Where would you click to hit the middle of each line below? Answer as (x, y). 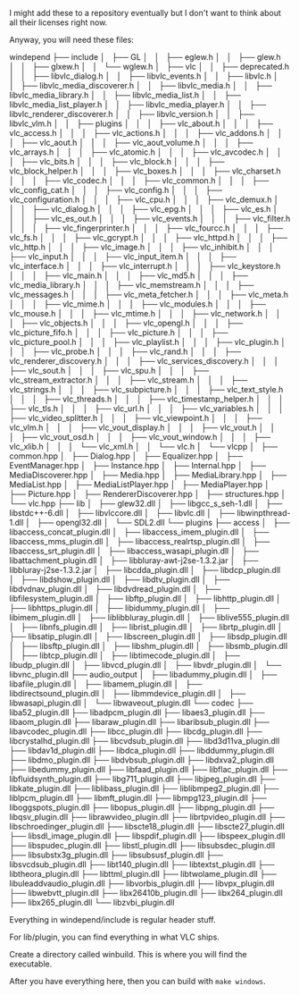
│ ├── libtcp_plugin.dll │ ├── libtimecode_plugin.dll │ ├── (125, 655)
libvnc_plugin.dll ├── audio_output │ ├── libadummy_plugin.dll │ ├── (143, 675)
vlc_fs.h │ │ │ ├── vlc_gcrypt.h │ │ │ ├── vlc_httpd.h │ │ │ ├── (149, 237)
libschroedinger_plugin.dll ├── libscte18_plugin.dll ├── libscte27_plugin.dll (147, 826)
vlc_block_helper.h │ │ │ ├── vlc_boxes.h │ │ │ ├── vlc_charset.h (145, 171)
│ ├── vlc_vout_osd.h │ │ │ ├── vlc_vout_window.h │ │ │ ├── (140, 437)
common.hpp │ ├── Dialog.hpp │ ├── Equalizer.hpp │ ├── (126, 456)
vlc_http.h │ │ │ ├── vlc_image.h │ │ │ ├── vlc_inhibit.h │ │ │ (142, 247)
